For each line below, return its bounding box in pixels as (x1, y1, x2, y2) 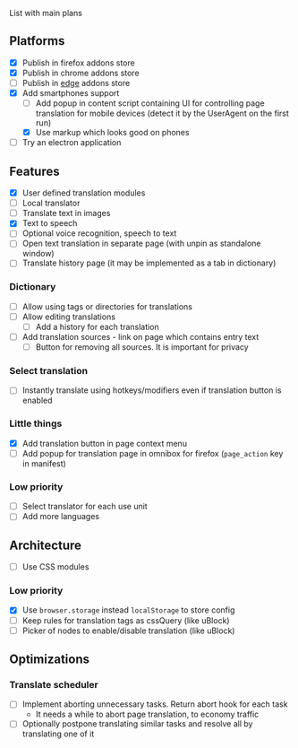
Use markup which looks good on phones (35, 127, 190, 138)
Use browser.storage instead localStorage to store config (21, 604, 235, 615)
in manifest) (21, 457, 67, 469)
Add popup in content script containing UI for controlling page (35, 98, 266, 109)
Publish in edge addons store (21, 77, 131, 88)
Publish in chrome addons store (21, 67, 140, 78)
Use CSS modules (21, 561, 89, 572)
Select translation (9, 365, 88, 378)
